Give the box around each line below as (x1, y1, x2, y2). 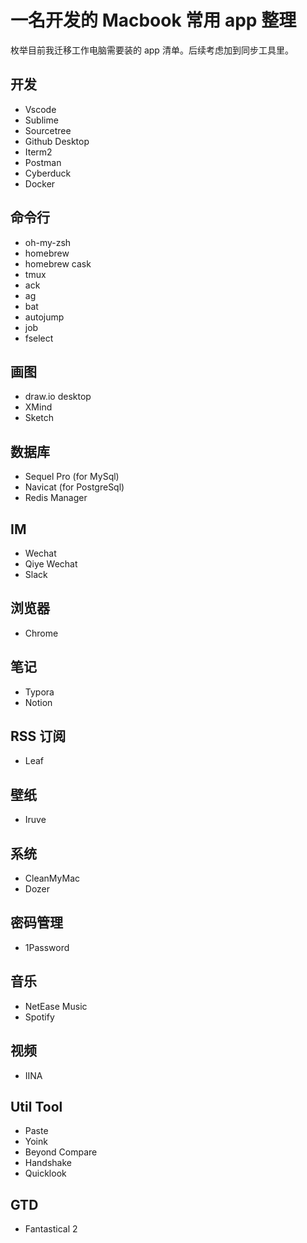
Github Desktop (24, 135, 90, 147)
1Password (24, 941, 70, 953)
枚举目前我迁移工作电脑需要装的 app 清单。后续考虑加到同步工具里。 (10, 44, 294, 56)
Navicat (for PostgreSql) (24, 481, 125, 493)
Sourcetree (24, 124, 72, 136)
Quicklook (24, 1167, 67, 1180)
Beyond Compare (24, 1146, 98, 1158)
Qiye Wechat (24, 558, 78, 570)
